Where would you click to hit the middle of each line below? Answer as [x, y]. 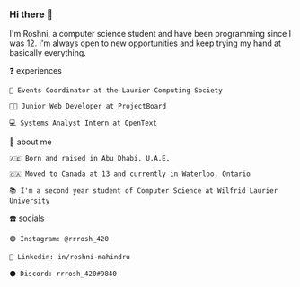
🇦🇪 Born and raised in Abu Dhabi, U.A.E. [90, 159]
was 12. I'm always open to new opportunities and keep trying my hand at [145, 43]
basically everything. [48, 53]
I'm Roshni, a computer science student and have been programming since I [150, 34]
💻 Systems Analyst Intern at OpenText [83, 123]
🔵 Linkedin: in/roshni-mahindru [70, 257]
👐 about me [31, 142]
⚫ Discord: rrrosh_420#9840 [63, 274]
